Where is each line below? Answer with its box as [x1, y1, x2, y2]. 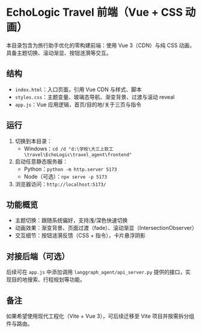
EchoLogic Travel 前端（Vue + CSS [6, 5, 183, 19]
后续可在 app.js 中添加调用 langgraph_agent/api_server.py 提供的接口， [6, 268, 186, 276]
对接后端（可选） [6, 251, 70, 261]
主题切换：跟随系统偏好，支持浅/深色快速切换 [14, 217, 128, 224]
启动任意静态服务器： [14, 157, 68, 165]
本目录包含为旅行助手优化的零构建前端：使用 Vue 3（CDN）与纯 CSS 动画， [6, 42, 195, 49]
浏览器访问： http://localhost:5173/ [14, 180, 106, 188]
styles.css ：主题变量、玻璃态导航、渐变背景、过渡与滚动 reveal [14, 93, 175, 100]
